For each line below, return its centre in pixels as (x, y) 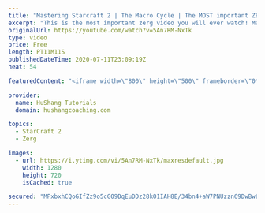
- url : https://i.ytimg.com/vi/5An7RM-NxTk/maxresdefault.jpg (119, 160)
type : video (28, 37)
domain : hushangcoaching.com (63, 110)
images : (21, 153)
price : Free (28, 45)
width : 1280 (42, 168)
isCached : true (47, 182)
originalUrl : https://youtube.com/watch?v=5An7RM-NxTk (100, 30)
